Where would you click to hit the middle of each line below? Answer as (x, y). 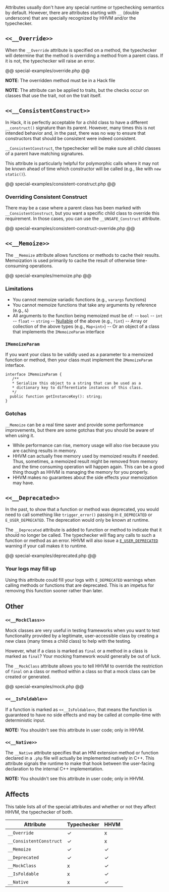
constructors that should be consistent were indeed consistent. (71, 138)
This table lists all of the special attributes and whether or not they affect (81, 806)
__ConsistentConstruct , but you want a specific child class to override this (82, 213)
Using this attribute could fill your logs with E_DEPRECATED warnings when (80, 580)
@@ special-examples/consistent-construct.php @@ (61, 184)
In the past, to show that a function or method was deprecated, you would (82, 510)
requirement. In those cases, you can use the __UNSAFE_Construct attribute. (83, 218)
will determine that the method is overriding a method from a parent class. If (84, 55)
